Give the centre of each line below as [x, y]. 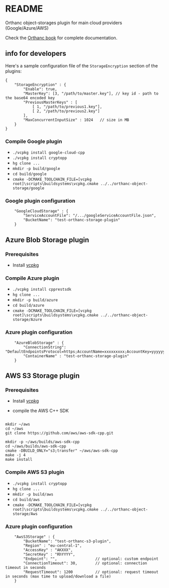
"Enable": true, [40, 89]
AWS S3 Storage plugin [43, 376]
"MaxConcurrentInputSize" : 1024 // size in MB [76, 120]
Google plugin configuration [40, 201]
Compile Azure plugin [32, 278]
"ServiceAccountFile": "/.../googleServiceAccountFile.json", [90, 216]
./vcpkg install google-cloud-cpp [49, 153]
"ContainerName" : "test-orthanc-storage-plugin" [76, 356]
